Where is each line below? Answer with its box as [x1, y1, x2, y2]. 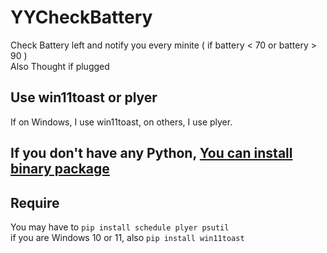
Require [10, 194, 60, 211]
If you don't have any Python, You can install [10, 145, 293, 162]
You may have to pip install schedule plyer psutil [10, 221, 230, 233]
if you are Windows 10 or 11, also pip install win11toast [10, 231, 245, 243]
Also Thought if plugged [10, 60, 110, 72]
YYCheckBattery [10, 6, 153, 29]
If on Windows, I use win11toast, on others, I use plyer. [10, 116, 233, 128]
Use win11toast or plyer [10, 89, 158, 106]
